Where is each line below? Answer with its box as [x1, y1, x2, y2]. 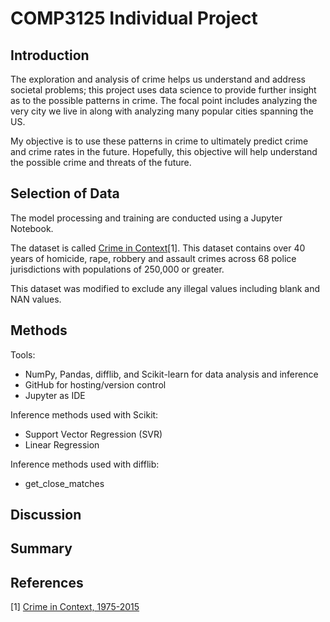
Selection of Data [10, 185, 120, 202]
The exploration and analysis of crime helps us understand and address [10, 73, 306, 85]
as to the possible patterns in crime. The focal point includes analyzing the [10, 95, 318, 106]
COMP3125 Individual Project [10, 7, 258, 30]
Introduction [10, 47, 90, 64]
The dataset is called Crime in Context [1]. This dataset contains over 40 [10, 242, 306, 254]
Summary [10, 540, 73, 557]
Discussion [10, 507, 82, 524]
